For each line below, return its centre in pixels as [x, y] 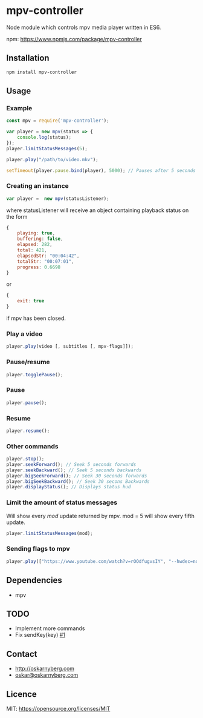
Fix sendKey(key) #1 [40, 635]
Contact [22, 654]
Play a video [24, 334]
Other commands [32, 446]
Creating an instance [38, 186]
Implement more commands [50, 628]
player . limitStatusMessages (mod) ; [50, 533]
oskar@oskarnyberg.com [47, 675]
